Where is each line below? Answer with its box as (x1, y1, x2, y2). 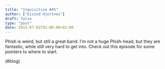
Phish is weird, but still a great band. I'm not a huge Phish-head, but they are (5, 38, 161, 44)
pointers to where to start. (5, 49, 58, 55)
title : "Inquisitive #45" (5, 7, 58, 12)
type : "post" (5, 20, 32, 26)
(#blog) (5, 58, 21, 64)
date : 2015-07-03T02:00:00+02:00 (5, 25, 74, 30)
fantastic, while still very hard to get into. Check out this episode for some (5, 44, 155, 50)
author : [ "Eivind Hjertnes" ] (5, 12, 65, 17)
